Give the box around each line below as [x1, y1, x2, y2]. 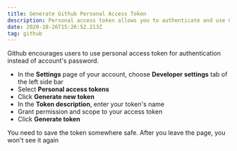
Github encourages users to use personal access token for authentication [7, 49, 221, 58]
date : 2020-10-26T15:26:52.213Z [7, 23, 102, 30]
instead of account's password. [7, 57, 99, 65]
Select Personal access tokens [17, 85, 109, 93]
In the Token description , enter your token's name [17, 100, 165, 109]
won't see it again [7, 136, 59, 145]
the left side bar [17, 78, 63, 86]
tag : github [7, 29, 42, 37]
